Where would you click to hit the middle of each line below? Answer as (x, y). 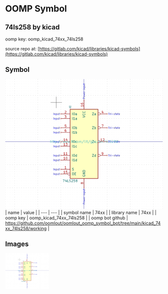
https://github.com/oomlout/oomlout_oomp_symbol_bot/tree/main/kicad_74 (83, 223)
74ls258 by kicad (32, 27)
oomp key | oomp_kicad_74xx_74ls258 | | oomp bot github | (67, 218)
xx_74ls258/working (26, 228)
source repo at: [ (22, 49)
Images (17, 244)
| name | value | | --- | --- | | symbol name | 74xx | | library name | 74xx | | (81, 212)
